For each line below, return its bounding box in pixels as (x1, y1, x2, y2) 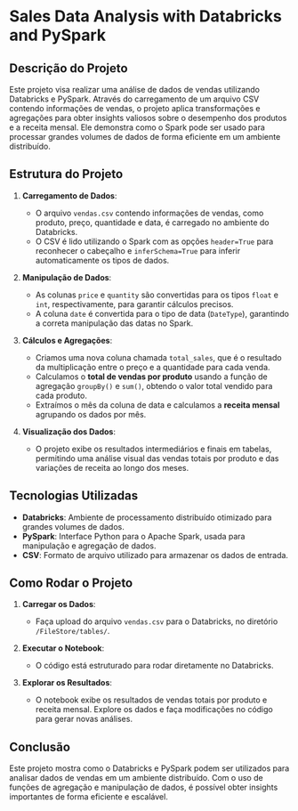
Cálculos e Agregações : (21, 335, 113, 345)
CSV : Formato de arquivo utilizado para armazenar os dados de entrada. (21, 549, 289, 560)
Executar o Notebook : (21, 643, 105, 653)
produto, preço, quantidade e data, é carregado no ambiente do (35, 216, 270, 228)
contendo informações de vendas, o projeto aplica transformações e (9, 103, 261, 113)
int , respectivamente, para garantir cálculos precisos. (35, 298, 234, 309)
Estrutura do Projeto (9, 166, 124, 182)
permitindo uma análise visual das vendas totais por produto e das (35, 452, 279, 464)
